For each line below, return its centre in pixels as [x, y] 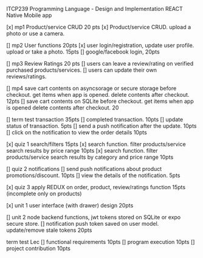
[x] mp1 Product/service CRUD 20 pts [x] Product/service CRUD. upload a [99, 27]
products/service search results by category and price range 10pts [90, 157]
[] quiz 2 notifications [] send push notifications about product [84, 169]
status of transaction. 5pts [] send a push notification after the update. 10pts [101, 126]
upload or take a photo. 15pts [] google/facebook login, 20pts [83, 52]
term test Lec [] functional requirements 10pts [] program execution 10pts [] [101, 242]
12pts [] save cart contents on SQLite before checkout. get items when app [100, 101]
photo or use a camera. [36, 33]
